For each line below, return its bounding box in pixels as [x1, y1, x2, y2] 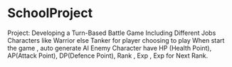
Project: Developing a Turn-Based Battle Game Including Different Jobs [7, 29, 216, 37]
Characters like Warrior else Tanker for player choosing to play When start [7, 36, 225, 44]
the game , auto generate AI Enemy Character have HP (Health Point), [7, 43, 212, 52]
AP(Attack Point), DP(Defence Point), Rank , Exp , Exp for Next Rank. [7, 51, 209, 60]
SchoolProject [7, 5, 93, 21]
